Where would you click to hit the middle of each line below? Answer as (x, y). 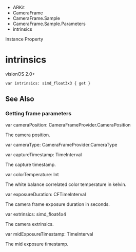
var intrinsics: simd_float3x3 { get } (48, 83)
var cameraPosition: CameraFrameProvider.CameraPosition (68, 124)
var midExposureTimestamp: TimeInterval (49, 234)
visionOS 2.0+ (20, 74)
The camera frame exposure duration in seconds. (58, 204)
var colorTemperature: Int (32, 174)
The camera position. (28, 135)
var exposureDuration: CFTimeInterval (46, 194)
